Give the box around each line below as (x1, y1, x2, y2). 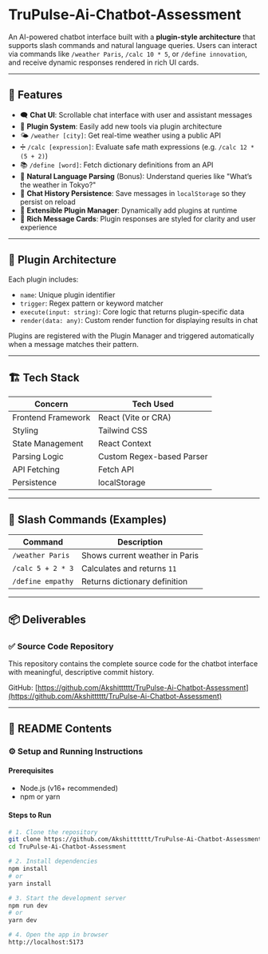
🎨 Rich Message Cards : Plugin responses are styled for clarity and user (19, 214, 256, 223)
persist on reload (19, 197, 76, 206)
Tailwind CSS (98, 425, 148, 437)
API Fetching (12, 464, 60, 475)
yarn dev (8, 916, 37, 924)
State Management (12, 438, 84, 449)
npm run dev (8, 901, 48, 909)
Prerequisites (8, 765, 54, 775)
